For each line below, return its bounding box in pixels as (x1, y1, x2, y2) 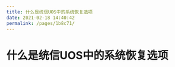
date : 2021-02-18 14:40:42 (6, 15, 75, 21)
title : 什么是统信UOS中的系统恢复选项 (6, 9, 93, 15)
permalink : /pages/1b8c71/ (6, 20, 75, 26)
